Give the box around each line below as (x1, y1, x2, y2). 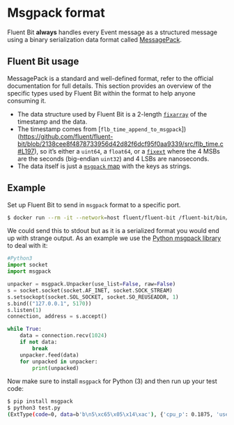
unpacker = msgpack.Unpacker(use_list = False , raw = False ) (7, 281, 176, 288)
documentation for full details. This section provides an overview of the (7, 82, 212, 90)
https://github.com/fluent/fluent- (19, 132, 114, 140)
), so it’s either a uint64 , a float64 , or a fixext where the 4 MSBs (33, 147, 221, 155)
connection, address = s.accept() (7, 313, 108, 320)
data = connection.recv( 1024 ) (19, 332, 108, 339)
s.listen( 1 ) (7, 306, 42, 313)
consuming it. (7, 96, 47, 105)
